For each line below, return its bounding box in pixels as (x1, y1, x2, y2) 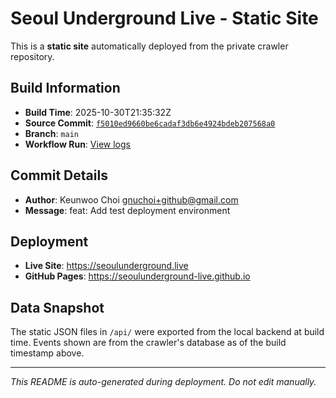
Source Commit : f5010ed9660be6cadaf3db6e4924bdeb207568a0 (24, 117, 276, 129)
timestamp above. (10, 347, 85, 359)
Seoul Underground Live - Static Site (10, 7, 319, 30)
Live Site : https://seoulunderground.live (24, 260, 189, 272)
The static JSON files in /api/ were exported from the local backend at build (10, 326, 325, 338)
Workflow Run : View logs (24, 138, 131, 150)
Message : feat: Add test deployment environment (24, 204, 231, 216)
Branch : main (24, 127, 79, 139)
